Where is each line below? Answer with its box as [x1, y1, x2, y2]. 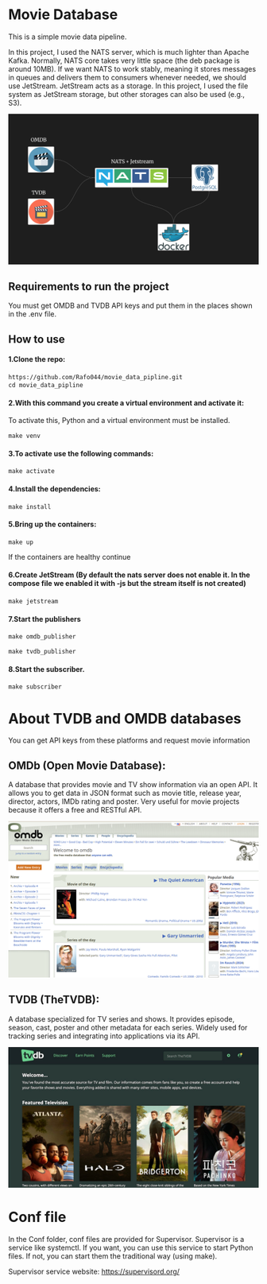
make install [8, 502, 52, 510]
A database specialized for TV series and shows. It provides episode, [8, 1014, 235, 1023]
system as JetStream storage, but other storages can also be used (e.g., [8, 89, 245, 99]
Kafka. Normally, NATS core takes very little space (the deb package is [8, 56, 240, 65]
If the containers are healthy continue [8, 552, 131, 561]
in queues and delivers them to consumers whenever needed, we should [8, 72, 246, 82]
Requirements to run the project [8, 280, 169, 293]
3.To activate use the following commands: [8, 448, 154, 458]
